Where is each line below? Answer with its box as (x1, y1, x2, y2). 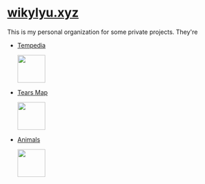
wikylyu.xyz (7, 5, 79, 21)
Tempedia (17, 41, 46, 49)
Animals (17, 135, 41, 143)
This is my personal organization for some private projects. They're (7, 28, 198, 36)
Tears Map (17, 88, 48, 96)
